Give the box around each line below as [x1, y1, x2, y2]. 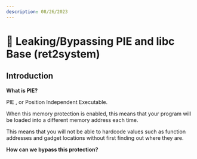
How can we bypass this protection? [6, 146, 98, 153]
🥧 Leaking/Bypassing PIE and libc [6, 34, 175, 48]
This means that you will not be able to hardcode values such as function [6, 128, 186, 135]
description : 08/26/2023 [6, 8, 68, 15]
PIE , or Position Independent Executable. [6, 98, 108, 105]
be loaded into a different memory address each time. [6, 116, 138, 123]
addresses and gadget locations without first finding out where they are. [6, 134, 184, 141]
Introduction [6, 71, 54, 81]
